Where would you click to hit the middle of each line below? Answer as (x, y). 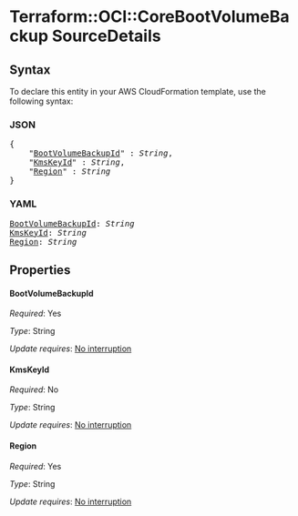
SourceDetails (106, 36)
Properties (40, 270)
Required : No (34, 390)
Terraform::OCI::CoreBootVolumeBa (149, 17)
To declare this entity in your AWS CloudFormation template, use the (138, 91)
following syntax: (41, 101)
